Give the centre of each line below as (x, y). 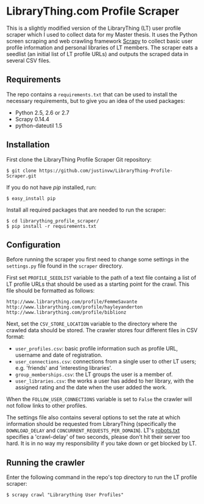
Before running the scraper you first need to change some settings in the (98, 260)
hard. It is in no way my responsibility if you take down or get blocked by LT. (101, 444)
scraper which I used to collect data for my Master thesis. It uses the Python (102, 34)
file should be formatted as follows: (51, 291)
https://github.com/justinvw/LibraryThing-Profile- (106, 171)
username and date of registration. (58, 355)
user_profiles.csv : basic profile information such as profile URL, (97, 349)
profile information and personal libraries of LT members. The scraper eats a (102, 48)
